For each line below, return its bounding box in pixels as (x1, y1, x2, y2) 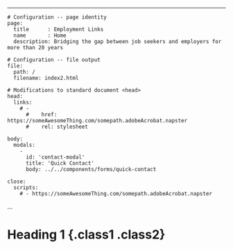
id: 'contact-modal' (25, 154, 85, 161)
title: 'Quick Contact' (25, 160, 95, 167)
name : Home (13, 32, 67, 39)
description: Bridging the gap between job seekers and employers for (13, 38, 222, 45)
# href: (25, 111, 58, 118)
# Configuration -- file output (7, 56, 101, 63)
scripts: (13, 184, 39, 191)
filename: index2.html (13, 74, 79, 81)
